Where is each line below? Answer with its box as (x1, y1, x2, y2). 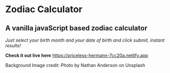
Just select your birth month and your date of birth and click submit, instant (5, 37, 165, 43)
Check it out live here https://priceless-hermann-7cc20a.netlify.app (5, 52, 149, 58)
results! (5, 43, 21, 49)
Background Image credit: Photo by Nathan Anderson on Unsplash (5, 62, 145, 68)
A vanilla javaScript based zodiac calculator (5, 24, 148, 32)
